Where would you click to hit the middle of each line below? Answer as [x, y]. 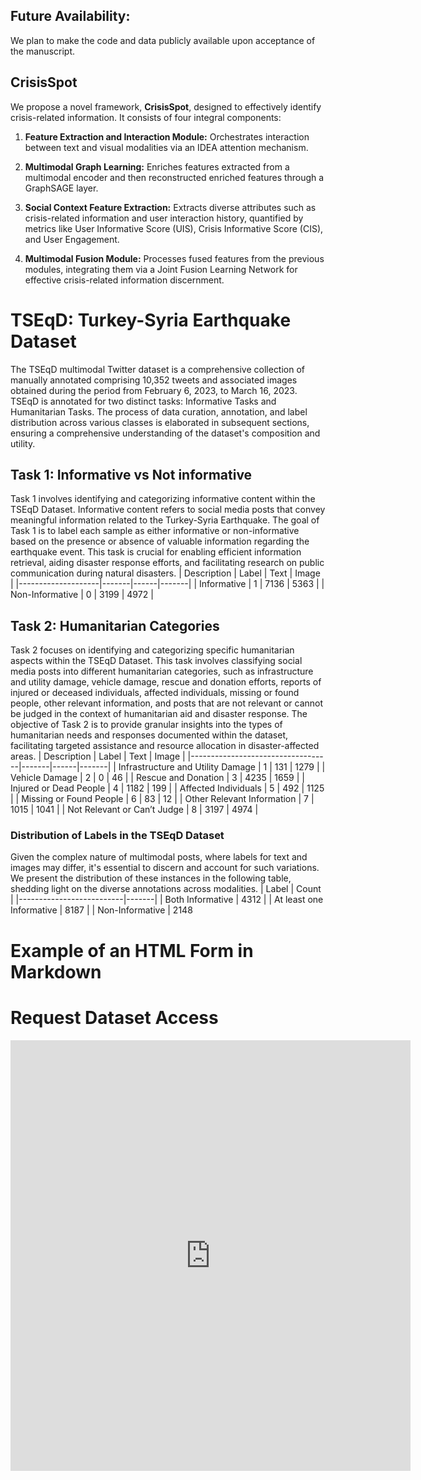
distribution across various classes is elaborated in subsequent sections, [160, 422]
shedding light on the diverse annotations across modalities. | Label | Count [166, 889]
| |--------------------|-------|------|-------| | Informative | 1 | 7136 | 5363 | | [167, 584]
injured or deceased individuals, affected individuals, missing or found [155, 693]
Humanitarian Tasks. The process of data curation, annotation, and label [159, 411]
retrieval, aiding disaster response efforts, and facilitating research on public [167, 563]
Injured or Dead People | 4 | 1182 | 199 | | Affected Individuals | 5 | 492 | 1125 [167, 788]
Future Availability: [70, 16]
